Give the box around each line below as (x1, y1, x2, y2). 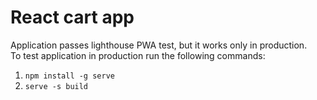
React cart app (10, 6, 135, 29)
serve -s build (24, 81, 89, 91)
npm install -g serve (24, 71, 115, 81)
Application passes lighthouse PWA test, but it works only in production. (10, 39, 308, 51)
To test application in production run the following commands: (10, 49, 266, 61)
